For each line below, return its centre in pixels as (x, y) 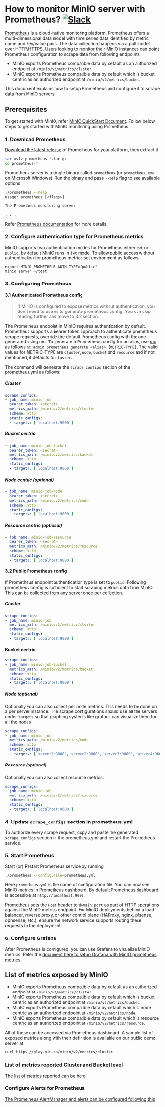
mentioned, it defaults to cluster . (39, 357)
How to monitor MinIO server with (75, 9)
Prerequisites (26, 109)
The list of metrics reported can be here (45, 1076)
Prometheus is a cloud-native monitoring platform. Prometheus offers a (77, 33)
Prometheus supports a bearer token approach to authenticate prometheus (81, 331)
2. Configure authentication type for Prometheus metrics (74, 237)
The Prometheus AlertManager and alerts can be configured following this (80, 1099)
